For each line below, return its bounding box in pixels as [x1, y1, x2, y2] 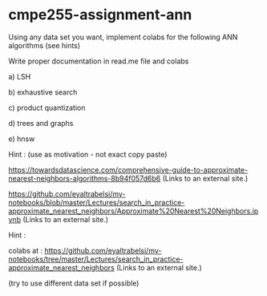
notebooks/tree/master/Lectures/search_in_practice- [8, 254, 184, 264]
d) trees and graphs [8, 118, 74, 128]
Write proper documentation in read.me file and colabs [8, 56, 189, 66]
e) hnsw [8, 134, 35, 144]
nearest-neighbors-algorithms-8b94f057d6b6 [8, 173, 161, 183]
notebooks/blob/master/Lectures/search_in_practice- [8, 197, 185, 207]
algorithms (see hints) [8, 40, 81, 50]
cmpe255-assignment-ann [8, 6, 192, 24]
